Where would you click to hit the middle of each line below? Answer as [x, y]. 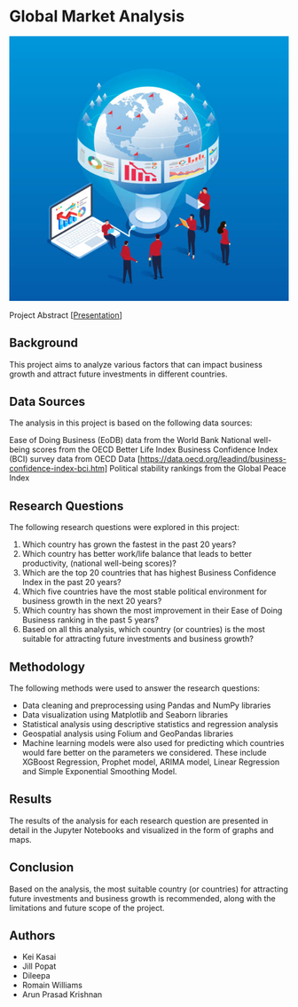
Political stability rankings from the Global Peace [198, 469]
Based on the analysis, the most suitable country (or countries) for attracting [149, 889]
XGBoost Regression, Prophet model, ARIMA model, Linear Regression [151, 762]
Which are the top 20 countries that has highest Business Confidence [149, 573]
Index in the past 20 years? [71, 583]
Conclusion [42, 868]
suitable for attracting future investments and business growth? [138, 639]
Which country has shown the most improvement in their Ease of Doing [152, 611]
